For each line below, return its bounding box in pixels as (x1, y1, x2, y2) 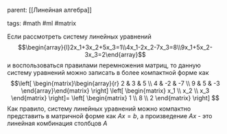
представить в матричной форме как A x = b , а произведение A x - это (7, 112, 213, 120)
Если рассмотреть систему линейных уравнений (7, 32, 152, 41)
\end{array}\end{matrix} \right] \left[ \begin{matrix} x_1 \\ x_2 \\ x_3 (21, 87, 210, 95)
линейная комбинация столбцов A (7, 120, 108, 127)
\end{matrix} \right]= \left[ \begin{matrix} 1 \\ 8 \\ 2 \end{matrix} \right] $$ (11, 94, 219, 102)
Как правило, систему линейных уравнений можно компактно (7, 104, 191, 113)
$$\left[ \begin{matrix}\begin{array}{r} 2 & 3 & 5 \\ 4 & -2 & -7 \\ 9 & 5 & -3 (10, 79, 221, 87)
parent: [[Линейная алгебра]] (7, 6, 93, 14)
